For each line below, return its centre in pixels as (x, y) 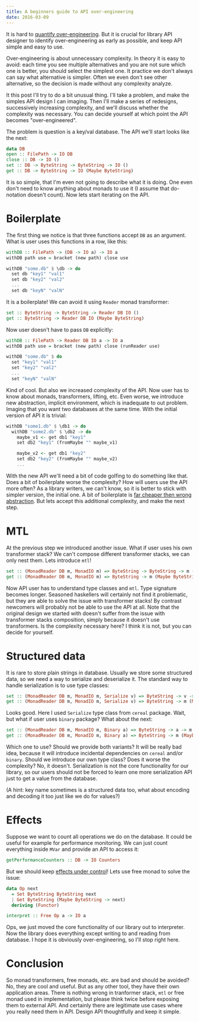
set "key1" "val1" (34, 362)
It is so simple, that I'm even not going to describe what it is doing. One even (99, 182)
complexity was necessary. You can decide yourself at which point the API (97, 114)
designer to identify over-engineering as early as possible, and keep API (94, 40)
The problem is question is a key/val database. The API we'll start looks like (98, 132)
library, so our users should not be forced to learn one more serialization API (99, 772)
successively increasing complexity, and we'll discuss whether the (87, 107)
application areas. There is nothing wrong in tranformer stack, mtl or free (95, 993)
